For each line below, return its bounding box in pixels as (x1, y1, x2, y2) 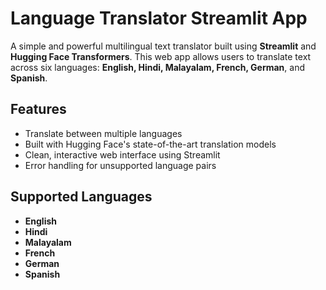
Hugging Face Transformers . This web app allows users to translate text (10, 50, 312, 62)
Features (10, 101, 67, 118)
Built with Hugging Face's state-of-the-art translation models (24, 138, 277, 150)
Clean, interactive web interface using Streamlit (24, 148, 221, 161)
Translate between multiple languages (24, 127, 183, 139)
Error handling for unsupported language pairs (24, 159, 217, 171)
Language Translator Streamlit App (10, 7, 308, 30)
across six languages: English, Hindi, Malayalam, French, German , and (10, 61, 306, 73)
